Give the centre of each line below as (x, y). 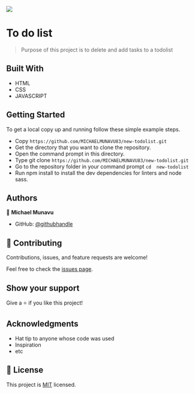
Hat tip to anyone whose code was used (64, 338)
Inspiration (28, 345)
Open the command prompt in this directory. (70, 154)
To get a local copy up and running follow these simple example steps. (93, 129)
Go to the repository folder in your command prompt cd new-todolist (102, 166)
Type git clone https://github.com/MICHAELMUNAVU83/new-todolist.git (102, 160)
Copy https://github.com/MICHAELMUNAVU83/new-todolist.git (91, 141)
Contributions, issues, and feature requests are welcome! (77, 258)
